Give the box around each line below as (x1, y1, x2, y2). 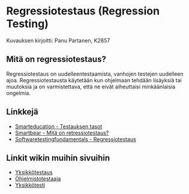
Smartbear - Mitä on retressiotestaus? (14, 129, 109, 136)
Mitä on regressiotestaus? (6, 54, 106, 64)
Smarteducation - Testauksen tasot (14, 123, 103, 130)
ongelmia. (6, 89, 31, 97)
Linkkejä (6, 107, 38, 117)
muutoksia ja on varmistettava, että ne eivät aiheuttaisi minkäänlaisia (6, 83, 176, 90)
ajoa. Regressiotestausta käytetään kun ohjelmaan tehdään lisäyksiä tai (6, 76, 182, 83)
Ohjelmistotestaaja (14, 175, 61, 183)
